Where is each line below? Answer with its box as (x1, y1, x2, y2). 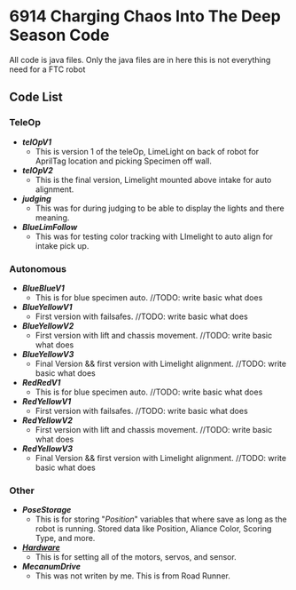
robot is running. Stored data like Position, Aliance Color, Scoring (35, 523, 272, 534)
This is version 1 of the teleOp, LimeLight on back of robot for (35, 146, 260, 156)
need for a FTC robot (9, 64, 86, 75)
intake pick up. (35, 240, 90, 251)
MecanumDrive (21, 562, 82, 572)
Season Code (9, 25, 110, 45)
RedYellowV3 (21, 442, 74, 454)
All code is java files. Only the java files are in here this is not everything (9, 54, 271, 65)
